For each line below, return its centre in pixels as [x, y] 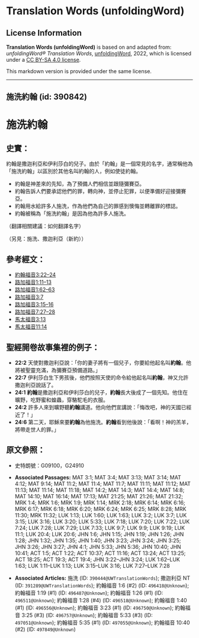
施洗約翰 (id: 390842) [47, 97]
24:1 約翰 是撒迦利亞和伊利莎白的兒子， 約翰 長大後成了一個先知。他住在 [101, 393]
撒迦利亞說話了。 [36, 385]
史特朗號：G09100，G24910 [49, 465]
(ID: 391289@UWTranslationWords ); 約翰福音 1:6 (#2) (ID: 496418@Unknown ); [102, 585]
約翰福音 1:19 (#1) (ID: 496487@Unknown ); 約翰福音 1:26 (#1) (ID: [89, 593]
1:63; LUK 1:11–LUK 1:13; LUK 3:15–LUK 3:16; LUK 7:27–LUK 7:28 [92, 566]
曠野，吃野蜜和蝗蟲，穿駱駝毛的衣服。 [61, 400]
